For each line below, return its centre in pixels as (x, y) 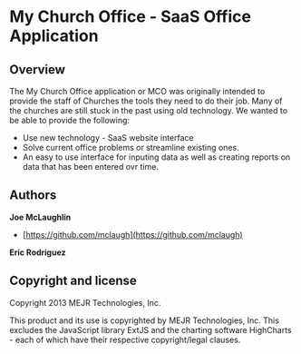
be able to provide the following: (69, 120)
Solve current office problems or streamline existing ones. (131, 147)
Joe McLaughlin (40, 217)
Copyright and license (73, 281)
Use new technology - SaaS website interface (108, 138)
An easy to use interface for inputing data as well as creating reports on (156, 157)
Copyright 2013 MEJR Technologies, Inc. (85, 302)
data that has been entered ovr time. (90, 167)
